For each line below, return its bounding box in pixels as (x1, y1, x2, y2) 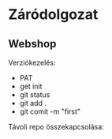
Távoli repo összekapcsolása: (8, 122, 104, 131)
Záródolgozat (8, 6, 99, 24)
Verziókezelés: (8, 58, 56, 67)
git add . (19, 99, 47, 107)
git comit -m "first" (19, 107, 81, 116)
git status (19, 90, 50, 100)
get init (19, 81, 43, 91)
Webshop (8, 37, 57, 51)
